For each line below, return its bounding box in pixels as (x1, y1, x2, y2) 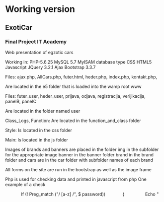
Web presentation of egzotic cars (5, 49, 74, 55)
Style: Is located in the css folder (5, 127, 73, 133)
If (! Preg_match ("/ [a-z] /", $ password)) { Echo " (21, 191, 159, 197)
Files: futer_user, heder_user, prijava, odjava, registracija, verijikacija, (5, 93, 146, 99)
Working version (5, 3, 76, 15)
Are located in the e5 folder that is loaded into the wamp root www (5, 83, 142, 89)
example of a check (5, 181, 46, 187)
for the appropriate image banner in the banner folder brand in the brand (5, 151, 154, 157)
